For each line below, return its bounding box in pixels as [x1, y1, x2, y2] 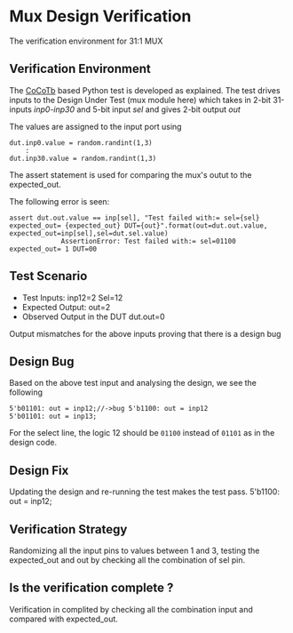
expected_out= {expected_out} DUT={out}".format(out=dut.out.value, [9, 220, 268, 230]
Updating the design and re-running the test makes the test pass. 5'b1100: [9, 486, 280, 497]
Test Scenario [9, 268, 88, 284]
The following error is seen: [9, 196, 110, 206]
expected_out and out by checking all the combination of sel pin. [9, 555, 246, 565]
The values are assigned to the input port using [9, 121, 182, 132]
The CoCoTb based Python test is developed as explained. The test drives [9, 84, 281, 95]
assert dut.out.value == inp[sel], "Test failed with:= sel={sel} [9, 213, 260, 222]
